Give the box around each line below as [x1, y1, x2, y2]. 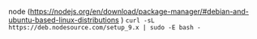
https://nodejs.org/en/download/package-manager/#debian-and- [29, 7, 250, 16]
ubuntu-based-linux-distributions [8, 15, 119, 25]
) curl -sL [120, 15, 156, 25]
